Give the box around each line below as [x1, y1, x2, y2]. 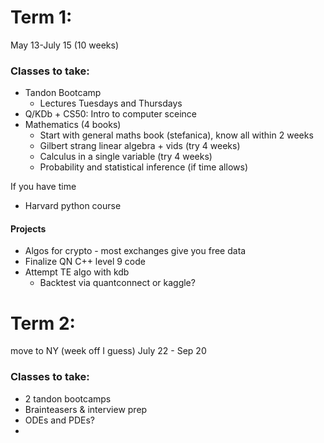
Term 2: [10, 312, 76, 335]
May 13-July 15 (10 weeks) [10, 39, 120, 51]
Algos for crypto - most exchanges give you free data [24, 245, 247, 257]
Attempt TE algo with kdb [24, 266, 130, 278]
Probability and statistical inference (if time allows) [39, 161, 248, 173]
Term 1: [10, 6, 73, 29]
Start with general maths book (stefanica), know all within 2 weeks [39, 129, 314, 141]
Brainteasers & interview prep [24, 403, 148, 415]
